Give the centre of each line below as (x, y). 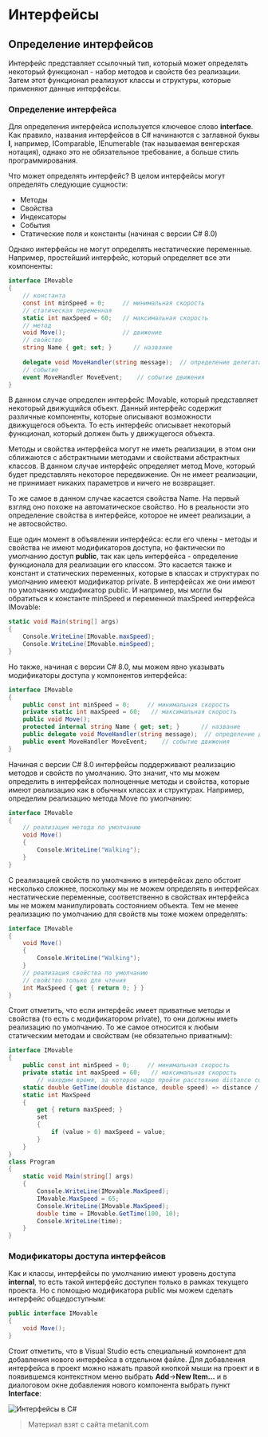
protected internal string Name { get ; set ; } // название (132, 727)
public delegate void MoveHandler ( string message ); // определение (139, 734)
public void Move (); (57, 719)
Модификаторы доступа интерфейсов (87, 1256)
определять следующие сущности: (68, 184)
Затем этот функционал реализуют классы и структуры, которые (120, 80)
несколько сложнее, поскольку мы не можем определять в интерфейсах (134, 888)
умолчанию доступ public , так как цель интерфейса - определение (123, 557)
